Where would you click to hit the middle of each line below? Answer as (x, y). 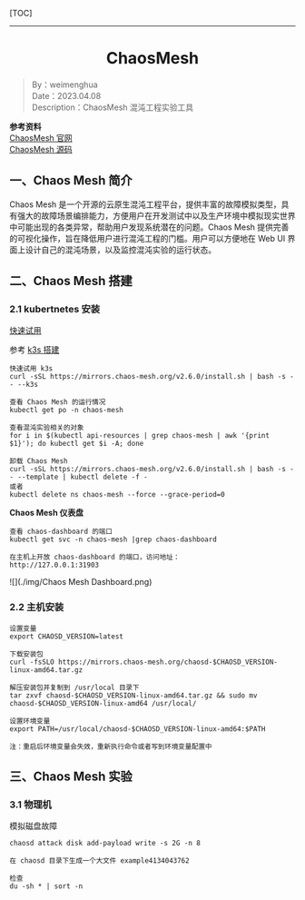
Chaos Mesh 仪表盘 (47, 513)
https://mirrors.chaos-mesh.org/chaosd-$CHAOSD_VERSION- (168, 662)
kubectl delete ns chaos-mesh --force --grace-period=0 (117, 495)
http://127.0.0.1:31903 (54, 565)
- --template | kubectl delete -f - (79, 477)
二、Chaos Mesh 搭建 (71, 281)
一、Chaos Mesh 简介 (71, 181)
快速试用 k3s (31, 369)
